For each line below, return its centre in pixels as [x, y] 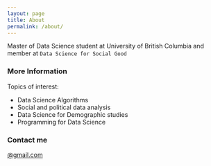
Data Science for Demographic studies [73, 114]
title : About [26, 20]
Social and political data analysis [64, 107]
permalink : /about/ [35, 26]
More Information [37, 71]
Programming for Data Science [61, 122]
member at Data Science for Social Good [67, 53]
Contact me [27, 140]
